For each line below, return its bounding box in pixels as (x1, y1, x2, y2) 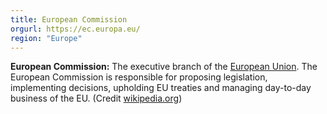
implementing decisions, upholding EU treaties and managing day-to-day (10, 82, 312, 94)
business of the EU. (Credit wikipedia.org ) (10, 92, 183, 105)
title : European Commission (10, 14, 128, 25)
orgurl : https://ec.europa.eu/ (10, 24, 141, 34)
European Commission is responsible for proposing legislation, (10, 71, 268, 83)
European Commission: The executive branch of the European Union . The (10, 61, 318, 73)
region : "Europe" (10, 33, 83, 43)
